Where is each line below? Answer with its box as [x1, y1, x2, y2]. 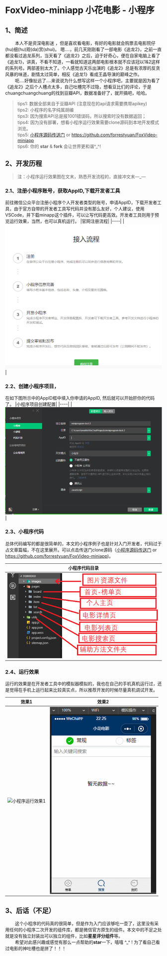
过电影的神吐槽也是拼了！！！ [5, 945, 66, 951]
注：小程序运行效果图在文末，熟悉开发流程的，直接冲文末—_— [17, 173, 146, 180]
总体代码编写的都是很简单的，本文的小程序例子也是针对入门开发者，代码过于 [5, 540, 162, 546]
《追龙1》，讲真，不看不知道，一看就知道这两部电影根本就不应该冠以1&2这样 [5, 59, 160, 65]
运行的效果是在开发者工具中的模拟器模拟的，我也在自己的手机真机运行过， [5, 681, 158, 687]
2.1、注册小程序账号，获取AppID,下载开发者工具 [5, 187, 120, 194]
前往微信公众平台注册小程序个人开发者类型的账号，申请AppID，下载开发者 [5, 200, 158, 206]
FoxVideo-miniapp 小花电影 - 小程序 [5, 4, 155, 16]
